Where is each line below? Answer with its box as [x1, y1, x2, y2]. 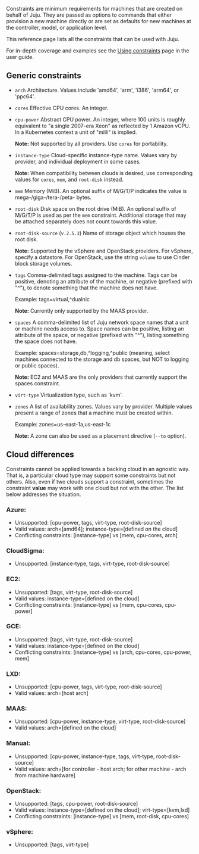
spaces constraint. [14, 379, 61, 387]
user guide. [6, 54, 34, 60]
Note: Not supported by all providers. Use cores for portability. [14, 140, 168, 147]
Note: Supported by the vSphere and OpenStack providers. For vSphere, [14, 247, 193, 254]
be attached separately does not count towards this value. [14, 217, 157, 225]
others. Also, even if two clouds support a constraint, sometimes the [6, 478, 173, 485]
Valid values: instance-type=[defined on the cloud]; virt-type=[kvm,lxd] [14, 806, 190, 814]
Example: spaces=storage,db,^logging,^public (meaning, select [14, 349, 170, 356]
